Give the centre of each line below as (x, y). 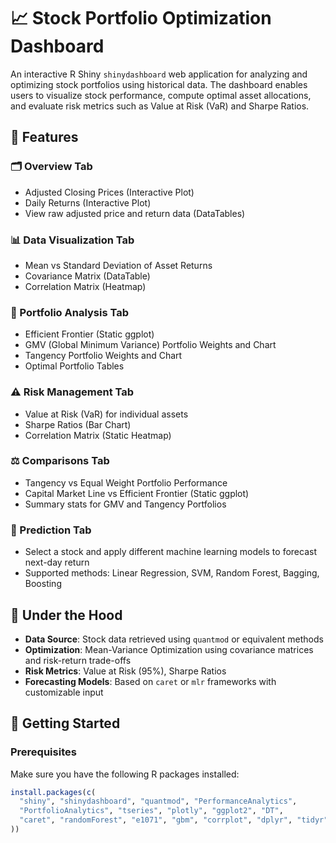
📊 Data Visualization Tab (72, 240)
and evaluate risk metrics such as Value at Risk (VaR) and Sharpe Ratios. (160, 106)
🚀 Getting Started (65, 723)
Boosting (43, 584)
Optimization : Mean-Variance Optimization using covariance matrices (169, 649)
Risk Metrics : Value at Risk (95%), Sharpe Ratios (125, 671)
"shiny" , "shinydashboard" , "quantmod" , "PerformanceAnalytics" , (158, 801)
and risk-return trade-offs (78, 660)
